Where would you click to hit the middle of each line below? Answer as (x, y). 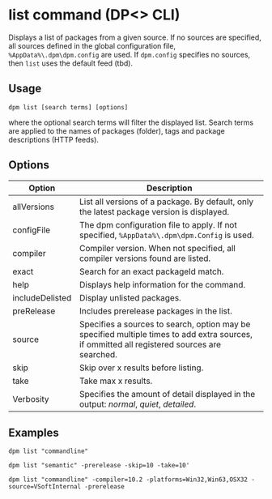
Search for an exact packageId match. (152, 271)
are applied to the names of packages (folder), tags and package (117, 130)
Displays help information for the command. (163, 284)
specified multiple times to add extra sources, (166, 334)
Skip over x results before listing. (142, 368)
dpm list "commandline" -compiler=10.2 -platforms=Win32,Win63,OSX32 (128, 480)
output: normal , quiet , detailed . (138, 404)
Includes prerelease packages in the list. (156, 311)
